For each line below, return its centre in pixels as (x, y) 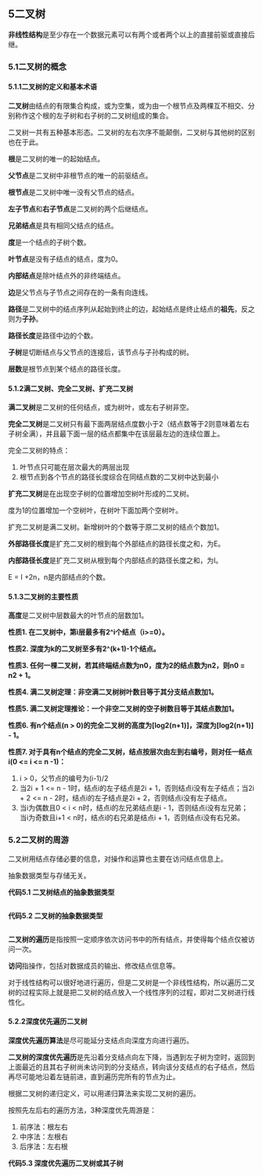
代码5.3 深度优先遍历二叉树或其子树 (66, 1163)
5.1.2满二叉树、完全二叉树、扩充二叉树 (71, 388)
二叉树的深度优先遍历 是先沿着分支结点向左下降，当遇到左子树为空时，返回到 (131, 1057)
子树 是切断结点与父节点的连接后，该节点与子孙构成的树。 (101, 352)
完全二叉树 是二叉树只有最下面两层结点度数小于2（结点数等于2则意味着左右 (129, 424)
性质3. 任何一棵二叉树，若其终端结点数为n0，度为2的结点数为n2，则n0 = (126, 665)
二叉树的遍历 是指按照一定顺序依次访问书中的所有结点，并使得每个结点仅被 (128, 939)
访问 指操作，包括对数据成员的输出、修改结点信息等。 (94, 965)
